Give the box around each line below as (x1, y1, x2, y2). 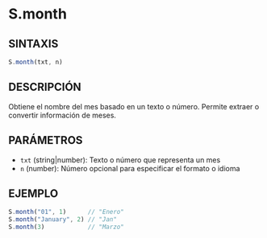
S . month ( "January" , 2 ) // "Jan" (8, 215, 117, 224)
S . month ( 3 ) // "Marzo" (8, 223, 125, 232)
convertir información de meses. (8, 110, 117, 120)
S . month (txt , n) (8, 58, 63, 66)
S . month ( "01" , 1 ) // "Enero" (8, 208, 125, 216)
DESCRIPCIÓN (8, 80, 82, 94)
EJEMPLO (8, 187, 59, 200)
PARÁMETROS (8, 133, 83, 147)
